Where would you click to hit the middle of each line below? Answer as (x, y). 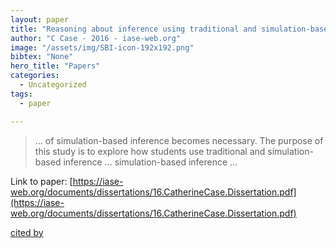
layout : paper (40, 19)
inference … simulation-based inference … (150, 162)
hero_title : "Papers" (55, 66)
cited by (27, 232)
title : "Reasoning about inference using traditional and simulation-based (171, 29)
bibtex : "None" (42, 57)
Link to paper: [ (41, 181)
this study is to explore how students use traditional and (150, 151)
